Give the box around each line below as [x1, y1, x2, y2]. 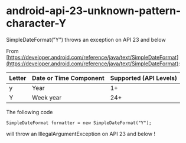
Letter [9, 74, 27, 82]
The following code [6, 108, 53, 115]
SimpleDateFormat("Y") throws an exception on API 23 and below [6, 36, 167, 43]
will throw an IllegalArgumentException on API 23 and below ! [6, 130, 155, 137]
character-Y [6, 16, 67, 30]
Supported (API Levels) [110, 74, 177, 82]
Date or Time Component [32, 74, 105, 82]
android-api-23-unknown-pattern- [6, 4, 181, 18]
